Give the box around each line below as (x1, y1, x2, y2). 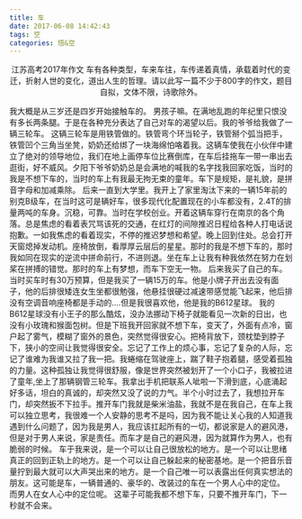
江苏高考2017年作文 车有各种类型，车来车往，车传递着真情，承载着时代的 (11, 64, 283, 75)
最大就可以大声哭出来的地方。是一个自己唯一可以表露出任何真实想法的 (32, 466, 293, 478)
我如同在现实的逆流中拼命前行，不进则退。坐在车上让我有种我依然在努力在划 (9, 252, 293, 263)
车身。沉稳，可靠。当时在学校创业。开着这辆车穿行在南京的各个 (40, 207, 277, 218)
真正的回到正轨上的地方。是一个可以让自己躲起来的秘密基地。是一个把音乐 (9, 455, 285, 466)
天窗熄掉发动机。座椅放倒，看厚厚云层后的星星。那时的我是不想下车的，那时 (9, 241, 293, 252)
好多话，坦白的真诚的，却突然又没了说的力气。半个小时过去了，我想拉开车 (9, 387, 285, 398)
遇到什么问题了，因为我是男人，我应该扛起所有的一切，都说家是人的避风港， (9, 421, 293, 432)
